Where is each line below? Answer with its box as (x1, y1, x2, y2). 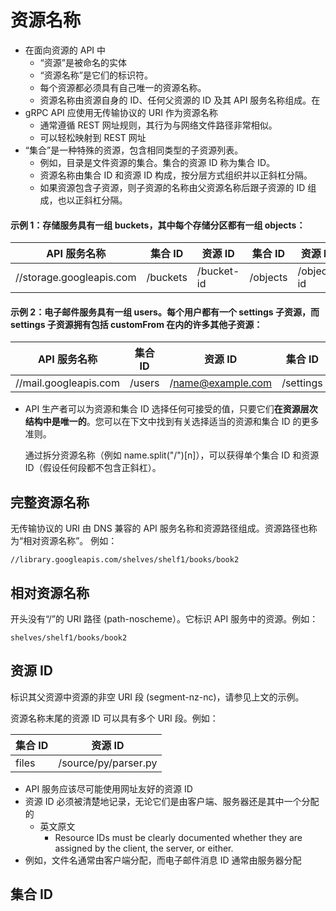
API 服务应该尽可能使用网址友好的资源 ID (24, 782, 193, 795)
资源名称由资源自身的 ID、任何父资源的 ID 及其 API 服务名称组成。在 (39, 94, 321, 106)
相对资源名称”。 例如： (23, 535, 118, 547)
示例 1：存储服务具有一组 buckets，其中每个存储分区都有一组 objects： (10, 219, 306, 231)
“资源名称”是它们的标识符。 (39, 69, 153, 81)
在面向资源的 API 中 (24, 44, 107, 56)
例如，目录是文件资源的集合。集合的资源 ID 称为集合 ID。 (39, 156, 276, 168)
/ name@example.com (169, 376, 273, 390)
